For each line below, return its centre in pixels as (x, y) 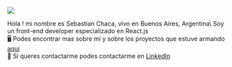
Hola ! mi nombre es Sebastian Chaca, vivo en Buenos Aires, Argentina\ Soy (116, 23)
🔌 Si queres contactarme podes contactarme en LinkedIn (89, 56)
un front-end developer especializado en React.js (78, 31)
